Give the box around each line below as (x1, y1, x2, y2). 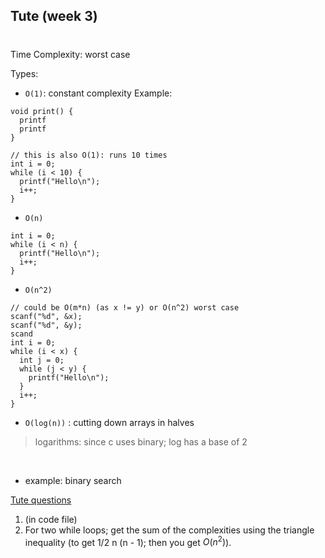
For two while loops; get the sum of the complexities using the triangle (24, 524, 315, 536)
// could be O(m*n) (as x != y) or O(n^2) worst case (10, 302, 240, 313)
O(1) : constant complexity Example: (24, 87, 173, 99)
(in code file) (24, 513, 78, 525)
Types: (10, 67, 39, 79)
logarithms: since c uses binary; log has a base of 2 (34, 435, 248, 448)
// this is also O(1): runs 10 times (10, 150, 168, 160)
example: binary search (24, 474, 122, 486)
